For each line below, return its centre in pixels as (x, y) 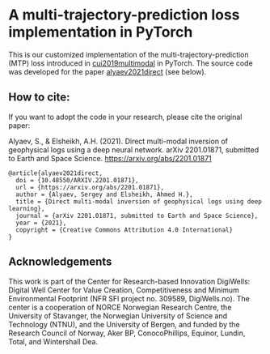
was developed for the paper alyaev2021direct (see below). (108, 71)
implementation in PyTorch (101, 32)
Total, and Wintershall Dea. (53, 341)
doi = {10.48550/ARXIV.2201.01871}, (77, 180)
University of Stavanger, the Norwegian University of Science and (118, 316)
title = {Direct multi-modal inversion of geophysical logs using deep (139, 201)
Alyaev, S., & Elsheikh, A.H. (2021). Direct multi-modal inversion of (118, 141)
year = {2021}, (41, 223)
